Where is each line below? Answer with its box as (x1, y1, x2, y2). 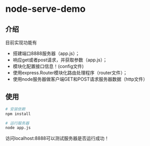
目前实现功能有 (5, 40, 37, 45)
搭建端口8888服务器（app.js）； (12, 50, 80, 57)
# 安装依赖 (5, 106, 26, 112)
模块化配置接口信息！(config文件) (12, 63, 84, 69)
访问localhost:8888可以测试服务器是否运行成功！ (5, 135, 109, 141)
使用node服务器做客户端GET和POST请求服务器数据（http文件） (12, 76, 148, 82)
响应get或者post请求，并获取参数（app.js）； (12, 57, 107, 63)
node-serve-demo (5, 3, 86, 15)
